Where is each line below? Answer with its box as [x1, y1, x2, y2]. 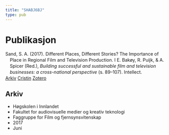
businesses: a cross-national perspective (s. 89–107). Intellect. [10, 69, 142, 75]
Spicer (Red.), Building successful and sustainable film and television [10, 63, 156, 69]
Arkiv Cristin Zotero [5, 75, 47, 81]
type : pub [5, 12, 27, 17]
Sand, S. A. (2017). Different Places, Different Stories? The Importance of [5, 51, 159, 57]
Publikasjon [5, 34, 56, 46]
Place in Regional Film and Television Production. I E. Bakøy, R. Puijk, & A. [10, 57, 164, 63]
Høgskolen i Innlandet [12, 103, 59, 110]
